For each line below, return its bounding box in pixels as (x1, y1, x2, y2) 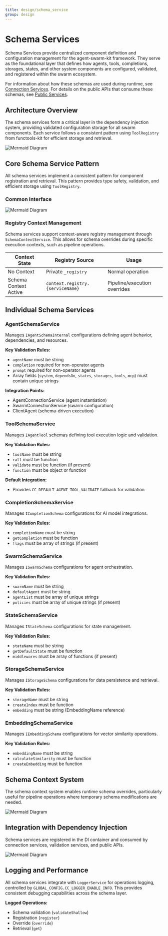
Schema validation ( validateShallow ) (12, 909, 89, 915)
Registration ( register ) (12, 915, 60, 921)
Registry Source (54, 256, 94, 263)
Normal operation (107, 268, 149, 275)
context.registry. (45, 280, 90, 286)
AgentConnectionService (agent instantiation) (12, 397, 107, 403)
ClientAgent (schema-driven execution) (12, 408, 94, 414)
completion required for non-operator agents (12, 362, 105, 368)
